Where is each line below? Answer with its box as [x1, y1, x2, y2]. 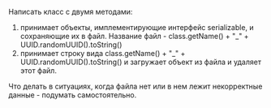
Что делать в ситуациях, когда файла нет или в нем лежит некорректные [8, 81, 263, 91]
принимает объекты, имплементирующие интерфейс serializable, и [19, 23, 254, 32]
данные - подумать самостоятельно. [8, 90, 137, 100]
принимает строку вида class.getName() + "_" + [19, 49, 186, 58]
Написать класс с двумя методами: [8, 7, 133, 16]
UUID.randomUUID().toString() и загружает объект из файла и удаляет [19, 57, 262, 67]
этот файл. [19, 66, 57, 76]
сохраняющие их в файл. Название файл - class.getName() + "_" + [19, 32, 249, 41]
